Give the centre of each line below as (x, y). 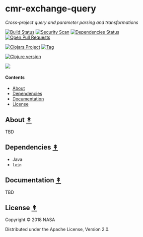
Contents (15, 77)
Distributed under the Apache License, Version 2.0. (58, 230)
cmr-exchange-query (51, 9)
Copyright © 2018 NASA (30, 220)
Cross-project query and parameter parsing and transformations (72, 22)
